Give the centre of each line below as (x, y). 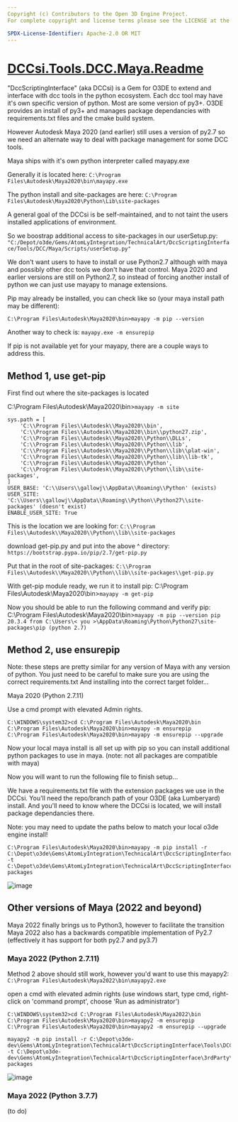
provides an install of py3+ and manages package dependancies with (109, 111)
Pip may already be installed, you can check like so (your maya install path (116, 298)
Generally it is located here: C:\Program (64, 175)
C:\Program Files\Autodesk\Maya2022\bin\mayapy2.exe (87, 981)
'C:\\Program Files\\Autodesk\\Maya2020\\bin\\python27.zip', (114, 432)
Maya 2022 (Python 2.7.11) (53, 958)
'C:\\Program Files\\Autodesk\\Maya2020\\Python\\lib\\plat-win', (120, 451)
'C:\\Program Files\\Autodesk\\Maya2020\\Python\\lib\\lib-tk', (117, 457)
